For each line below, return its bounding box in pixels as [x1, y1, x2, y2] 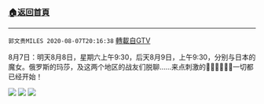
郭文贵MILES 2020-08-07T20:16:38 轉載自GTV [8, 36, 151, 45]
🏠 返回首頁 [8, 6, 50, 17]
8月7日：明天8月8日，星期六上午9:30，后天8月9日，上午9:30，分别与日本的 [8, 52, 256, 62]
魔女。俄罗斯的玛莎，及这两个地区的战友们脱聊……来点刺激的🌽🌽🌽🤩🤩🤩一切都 [8, 63, 254, 72]
